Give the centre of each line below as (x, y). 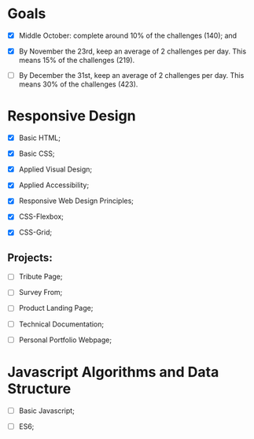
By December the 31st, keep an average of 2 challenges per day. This (131, 76)
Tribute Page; (40, 277)
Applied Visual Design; (55, 169)
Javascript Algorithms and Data (113, 372)
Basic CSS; (37, 153)
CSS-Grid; (35, 232)
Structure (39, 388)
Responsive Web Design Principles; (76, 201)
